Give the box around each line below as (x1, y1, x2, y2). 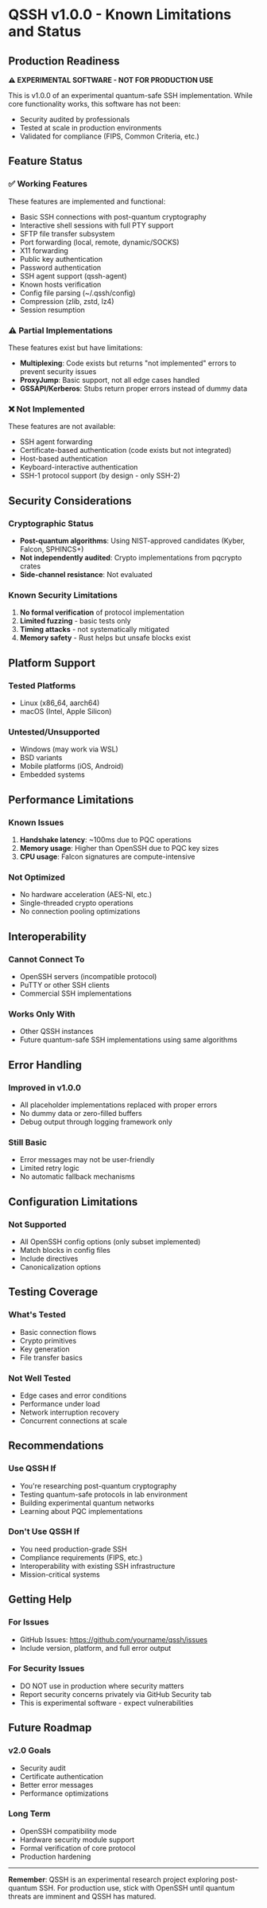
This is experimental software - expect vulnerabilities (19, 1698, 194, 1707)
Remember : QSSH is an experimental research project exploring (8, 1875, 219, 1884)
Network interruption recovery (19, 1407, 119, 1417)
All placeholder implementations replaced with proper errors (19, 1100, 218, 1110)
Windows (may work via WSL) (19, 744, 119, 754)
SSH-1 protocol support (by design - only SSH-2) (19, 471, 180, 481)
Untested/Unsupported (8, 726, 101, 737)
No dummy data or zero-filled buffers (19, 1108, 142, 1118)
